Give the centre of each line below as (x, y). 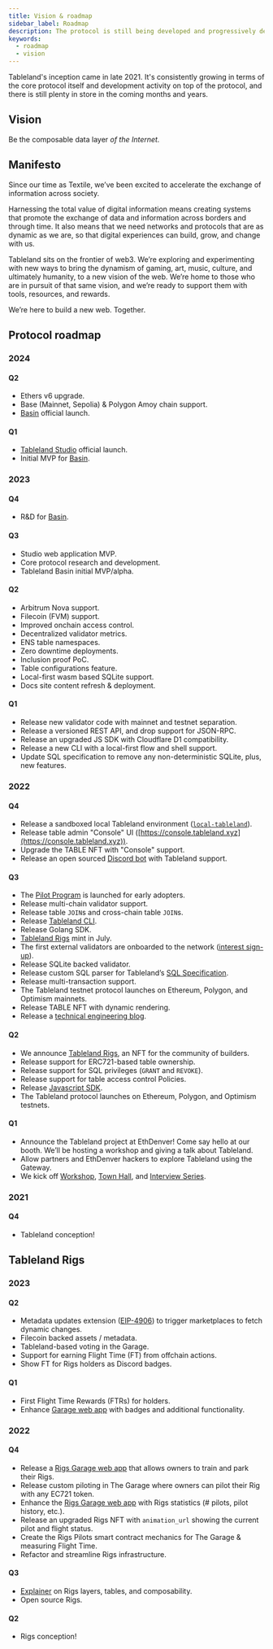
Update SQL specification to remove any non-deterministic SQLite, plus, (141, 757)
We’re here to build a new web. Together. (77, 309)
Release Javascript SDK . (61, 1088)
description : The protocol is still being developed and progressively (132, 31)
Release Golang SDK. (56, 930)
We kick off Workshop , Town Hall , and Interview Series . (113, 1176)
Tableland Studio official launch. (74, 450)
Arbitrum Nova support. (60, 608)
